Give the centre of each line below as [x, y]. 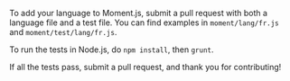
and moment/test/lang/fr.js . [63, 32]
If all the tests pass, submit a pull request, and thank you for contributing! [145, 67]
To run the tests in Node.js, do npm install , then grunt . [112, 49]
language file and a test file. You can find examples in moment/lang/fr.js [145, 22]
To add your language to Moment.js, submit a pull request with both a [139, 13]
